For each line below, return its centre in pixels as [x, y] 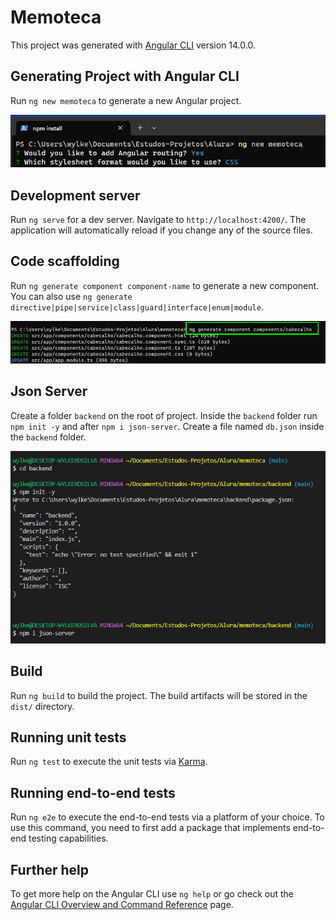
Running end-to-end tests [93, 792]
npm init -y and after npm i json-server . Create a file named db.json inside [167, 426]
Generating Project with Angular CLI [125, 76]
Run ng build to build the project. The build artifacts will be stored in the [159, 695]
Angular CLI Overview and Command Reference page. [122, 905]
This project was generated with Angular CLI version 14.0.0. [133, 45]
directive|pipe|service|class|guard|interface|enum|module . [137, 307]
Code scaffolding [65, 261]
